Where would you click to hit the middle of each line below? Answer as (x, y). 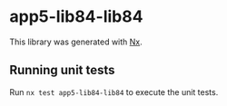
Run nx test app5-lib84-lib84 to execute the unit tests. (114, 92)
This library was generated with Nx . (76, 42)
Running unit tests (62, 70)
